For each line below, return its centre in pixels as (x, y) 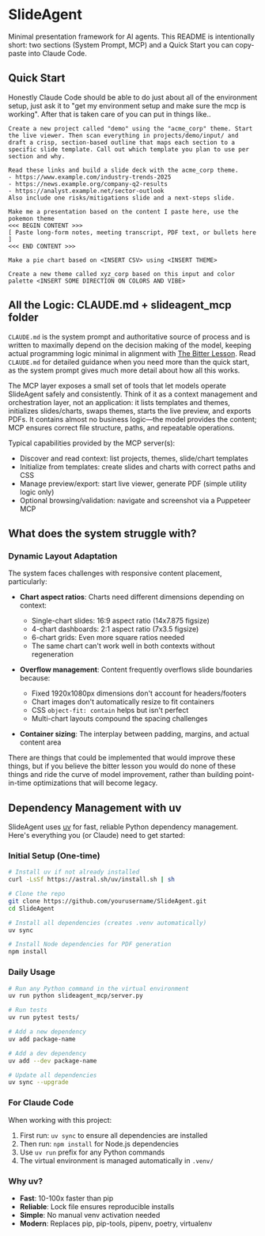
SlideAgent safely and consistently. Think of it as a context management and (133, 394)
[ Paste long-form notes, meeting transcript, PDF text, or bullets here (132, 232)
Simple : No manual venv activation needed (90, 1215)
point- (244, 775)
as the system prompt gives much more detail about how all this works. (124, 370)
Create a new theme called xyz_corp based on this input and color (122, 274)
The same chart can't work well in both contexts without (123, 646)
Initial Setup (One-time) (54, 855)
